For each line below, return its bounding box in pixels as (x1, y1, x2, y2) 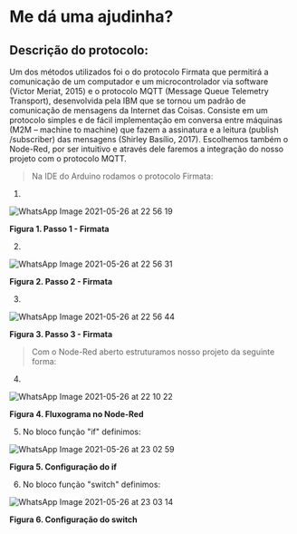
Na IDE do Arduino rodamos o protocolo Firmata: (31, 170, 214, 181)
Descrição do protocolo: (9, 43, 149, 58)
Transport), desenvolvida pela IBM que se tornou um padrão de (9, 95, 246, 106)
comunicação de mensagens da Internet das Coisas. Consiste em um (9, 105, 269, 115)
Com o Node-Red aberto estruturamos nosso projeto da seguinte (31, 346, 275, 357)
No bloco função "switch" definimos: (22, 479, 161, 490)
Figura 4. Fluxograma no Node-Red (9, 409, 144, 419)
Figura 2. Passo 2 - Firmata (9, 277, 113, 286)
